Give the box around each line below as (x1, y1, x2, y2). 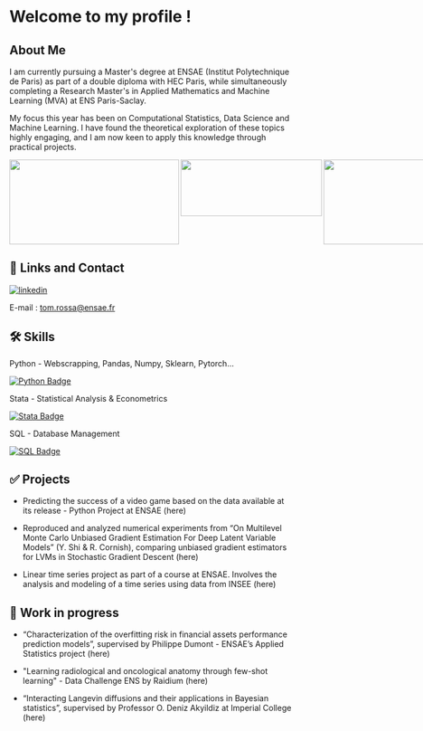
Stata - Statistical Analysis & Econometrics (9, 393, 168, 403)
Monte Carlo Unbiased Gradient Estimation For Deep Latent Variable (22, 532, 277, 544)
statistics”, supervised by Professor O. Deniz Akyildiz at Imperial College (22, 703, 292, 714)
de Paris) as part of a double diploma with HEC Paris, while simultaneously (9, 76, 287, 87)
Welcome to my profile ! (9, 6, 192, 27)
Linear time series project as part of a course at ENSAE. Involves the (22, 569, 277, 580)
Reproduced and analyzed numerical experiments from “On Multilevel (22, 523, 282, 534)
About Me (9, 43, 66, 58)
